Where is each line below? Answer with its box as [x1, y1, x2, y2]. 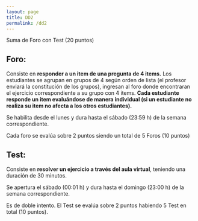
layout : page [6, 8, 39, 15]
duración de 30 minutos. [6, 172, 67, 179]
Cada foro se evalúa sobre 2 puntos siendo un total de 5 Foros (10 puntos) [6, 132, 190, 139]
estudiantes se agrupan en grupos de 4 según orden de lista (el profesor [6, 77, 187, 84]
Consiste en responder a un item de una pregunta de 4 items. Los [6, 70, 172, 77]
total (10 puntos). [6, 208, 48, 215]
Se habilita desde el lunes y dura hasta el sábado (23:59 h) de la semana [6, 114, 187, 121]
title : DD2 [6, 14, 34, 21]
